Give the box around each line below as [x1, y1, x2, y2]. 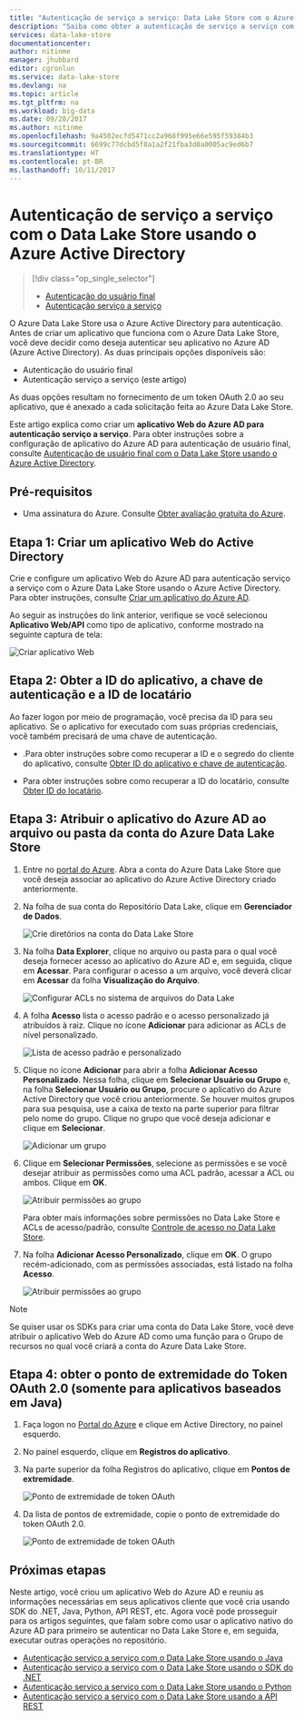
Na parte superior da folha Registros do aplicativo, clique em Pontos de [22, 1464, 290, 1475]
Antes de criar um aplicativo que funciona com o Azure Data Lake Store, [9, 328, 279, 339]
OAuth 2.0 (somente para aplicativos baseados [9, 1380, 281, 1396]
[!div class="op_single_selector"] [31, 273, 156, 284]
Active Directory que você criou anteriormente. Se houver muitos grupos [22, 1093, 295, 1104]
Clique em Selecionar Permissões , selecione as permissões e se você [22, 1158, 288, 1168]
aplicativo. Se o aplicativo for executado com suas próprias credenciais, [9, 721, 279, 731]
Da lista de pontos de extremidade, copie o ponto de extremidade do [22, 1509, 280, 1520]
